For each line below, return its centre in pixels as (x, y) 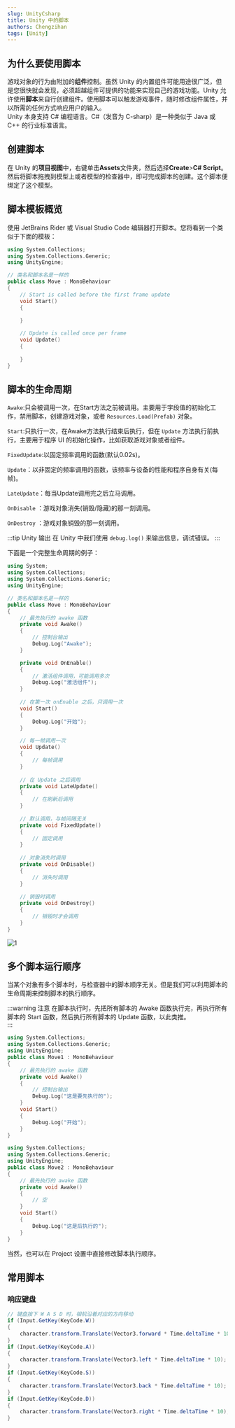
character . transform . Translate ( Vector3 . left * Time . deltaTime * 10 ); (123, 1360)
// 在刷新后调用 (53, 799)
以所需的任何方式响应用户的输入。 (56, 108)
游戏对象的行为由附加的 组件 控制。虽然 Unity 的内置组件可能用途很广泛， (112, 82)
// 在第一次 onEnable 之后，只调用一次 (72, 702)
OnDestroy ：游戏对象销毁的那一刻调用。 (65, 523)
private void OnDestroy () (58, 904)
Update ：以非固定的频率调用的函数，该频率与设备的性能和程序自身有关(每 (113, 470)
